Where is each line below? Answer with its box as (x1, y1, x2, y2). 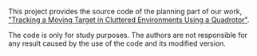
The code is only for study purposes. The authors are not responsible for (8, 31, 248, 39)
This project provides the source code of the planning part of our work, (8, 7, 243, 16)
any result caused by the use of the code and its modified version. (8, 39, 226, 48)
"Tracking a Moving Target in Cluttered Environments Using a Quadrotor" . (8, 15, 250, 24)
